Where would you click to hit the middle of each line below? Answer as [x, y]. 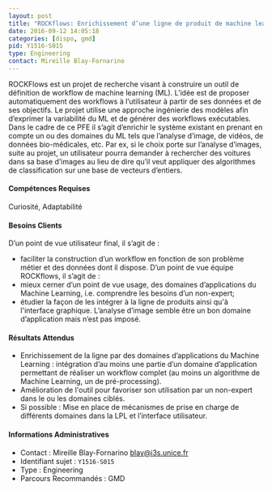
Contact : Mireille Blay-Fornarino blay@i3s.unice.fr [104, 452]
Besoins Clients [35, 225]
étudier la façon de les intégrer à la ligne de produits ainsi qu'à [124, 302]
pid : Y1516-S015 [36, 46]
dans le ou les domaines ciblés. [72, 398]
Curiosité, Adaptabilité [45, 207]
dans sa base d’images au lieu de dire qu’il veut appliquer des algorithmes [132, 161]
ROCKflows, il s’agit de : [60, 276]
